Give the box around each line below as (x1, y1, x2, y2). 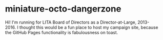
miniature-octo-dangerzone (5, 3, 122, 14)
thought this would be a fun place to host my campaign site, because (19, 24, 159, 30)
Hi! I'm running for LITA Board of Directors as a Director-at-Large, (5, 19, 137, 25)
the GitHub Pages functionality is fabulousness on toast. (5, 29, 118, 35)
